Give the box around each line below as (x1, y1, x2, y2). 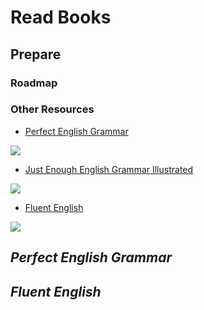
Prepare (10, 46, 62, 63)
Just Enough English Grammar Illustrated (24, 163, 194, 175)
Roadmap (10, 76, 58, 90)
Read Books (10, 6, 112, 29)
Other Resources (10, 102, 95, 116)
